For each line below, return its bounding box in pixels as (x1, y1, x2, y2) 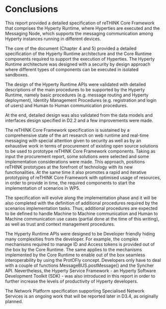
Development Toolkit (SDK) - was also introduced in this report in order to (5, 273, 156, 279)
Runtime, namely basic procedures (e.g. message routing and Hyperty (5, 92, 149, 98)
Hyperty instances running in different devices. (5, 36, 102, 42)
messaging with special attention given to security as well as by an (5, 138, 141, 144)
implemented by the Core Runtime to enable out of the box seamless (5, 252, 145, 258)
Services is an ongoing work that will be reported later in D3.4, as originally (5, 293, 159, 299)
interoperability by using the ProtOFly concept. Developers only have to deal (5, 257, 161, 263)
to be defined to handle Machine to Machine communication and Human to (5, 210, 158, 217)
